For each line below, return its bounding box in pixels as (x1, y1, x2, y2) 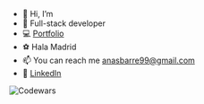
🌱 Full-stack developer (21, 18, 106, 29)
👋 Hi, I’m (21, 9, 54, 19)
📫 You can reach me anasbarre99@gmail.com (21, 55, 195, 65)
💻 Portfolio (21, 28, 64, 39)
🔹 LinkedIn (21, 68, 62, 78)
